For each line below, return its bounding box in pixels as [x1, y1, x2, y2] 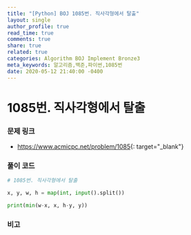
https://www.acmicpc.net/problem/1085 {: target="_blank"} [17, 142, 184, 151]
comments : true [7, 36, 51, 43]
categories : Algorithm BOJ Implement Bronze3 [7, 55, 140, 62]
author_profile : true [7, 23, 70, 30]
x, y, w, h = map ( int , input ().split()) [7, 189, 125, 197]
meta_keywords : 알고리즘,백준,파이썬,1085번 [7, 62, 123, 68]
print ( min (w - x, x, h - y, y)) [7, 202, 88, 209]
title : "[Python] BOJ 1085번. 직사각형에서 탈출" [7, 10, 140, 17]
